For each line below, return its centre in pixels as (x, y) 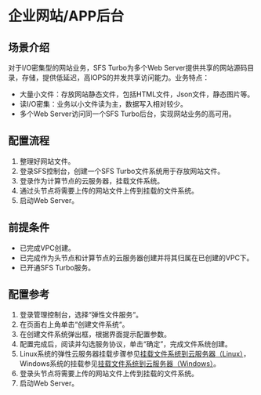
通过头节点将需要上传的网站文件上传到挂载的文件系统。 (109, 190)
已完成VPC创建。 (47, 248)
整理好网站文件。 (47, 161)
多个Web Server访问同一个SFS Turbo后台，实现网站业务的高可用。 (128, 114)
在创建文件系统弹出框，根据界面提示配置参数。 (95, 335)
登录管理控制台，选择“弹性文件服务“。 (81, 315)
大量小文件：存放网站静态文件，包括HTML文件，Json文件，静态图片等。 (137, 94)
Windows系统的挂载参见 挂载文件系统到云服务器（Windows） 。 (120, 364)
